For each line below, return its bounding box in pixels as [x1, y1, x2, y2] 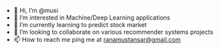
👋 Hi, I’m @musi [13, 7, 58, 14]
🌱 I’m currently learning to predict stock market [13, 21, 147, 28]
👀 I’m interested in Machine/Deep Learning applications [13, 14, 171, 22]
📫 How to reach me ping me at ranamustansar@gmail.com [13, 36, 182, 43]
